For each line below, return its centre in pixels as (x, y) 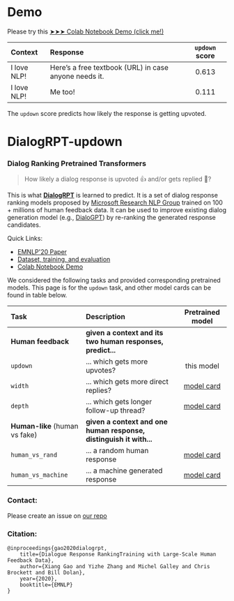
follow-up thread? (116, 410)
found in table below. (37, 295)
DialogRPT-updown (65, 142)
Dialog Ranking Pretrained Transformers (77, 163)
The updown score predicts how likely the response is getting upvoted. (107, 113)
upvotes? (101, 371)
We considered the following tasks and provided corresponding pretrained (114, 281)
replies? (99, 390)
